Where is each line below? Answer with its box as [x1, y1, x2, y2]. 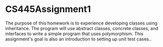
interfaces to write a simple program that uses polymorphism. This [5, 30, 144, 36]
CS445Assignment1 [5, 3, 91, 15]
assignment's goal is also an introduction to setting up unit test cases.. [5, 36, 152, 42]
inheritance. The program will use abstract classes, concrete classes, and [5, 25, 158, 31]
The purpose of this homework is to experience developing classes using [5, 20, 158, 26]
